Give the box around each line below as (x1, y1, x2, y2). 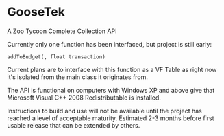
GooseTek (7, 4, 65, 20)
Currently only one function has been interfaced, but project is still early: (7, 40, 212, 48)
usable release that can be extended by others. (7, 121, 140, 129)
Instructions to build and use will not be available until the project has (7, 106, 202, 115)
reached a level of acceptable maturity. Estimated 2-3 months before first (7, 114, 214, 122)
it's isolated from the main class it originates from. (7, 73, 149, 81)
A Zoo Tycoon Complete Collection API (7, 27, 117, 35)
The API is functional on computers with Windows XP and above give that (7, 86, 215, 94)
